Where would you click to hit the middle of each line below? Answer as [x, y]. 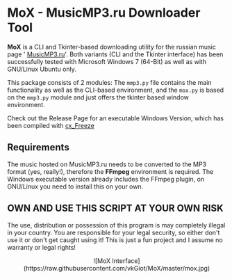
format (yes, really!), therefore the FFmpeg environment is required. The [110, 171]
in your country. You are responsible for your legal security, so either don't [114, 232]
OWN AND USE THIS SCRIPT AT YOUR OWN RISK [115, 208]
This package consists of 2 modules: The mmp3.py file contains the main [109, 82]
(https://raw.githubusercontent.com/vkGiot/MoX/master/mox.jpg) [117, 268]
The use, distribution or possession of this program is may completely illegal [116, 225]
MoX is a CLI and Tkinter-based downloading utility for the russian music [112, 47]
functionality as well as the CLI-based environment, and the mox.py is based [116, 90]
